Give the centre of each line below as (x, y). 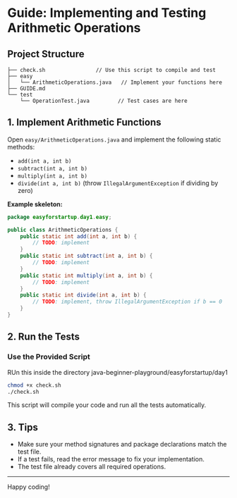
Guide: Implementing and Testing (107, 13)
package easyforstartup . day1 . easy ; (60, 217)
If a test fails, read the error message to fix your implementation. (111, 459)
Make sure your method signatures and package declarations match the (122, 444)
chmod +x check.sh (34, 385)
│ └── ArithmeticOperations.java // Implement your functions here (115, 82)
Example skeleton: (35, 204)
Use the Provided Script (49, 357)
